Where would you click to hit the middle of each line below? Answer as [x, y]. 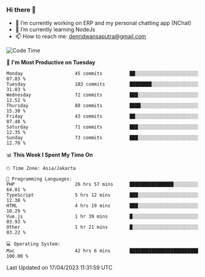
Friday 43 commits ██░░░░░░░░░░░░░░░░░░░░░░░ [102, 116]
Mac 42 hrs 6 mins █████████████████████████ [102, 251]
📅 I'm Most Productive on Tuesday [51, 62]
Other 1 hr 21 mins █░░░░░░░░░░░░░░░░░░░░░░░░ [102, 227]
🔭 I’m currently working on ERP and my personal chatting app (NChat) [103, 23]
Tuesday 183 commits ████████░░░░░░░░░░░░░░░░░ [102, 84]
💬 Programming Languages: [39, 179]
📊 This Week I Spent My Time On [50, 155]
